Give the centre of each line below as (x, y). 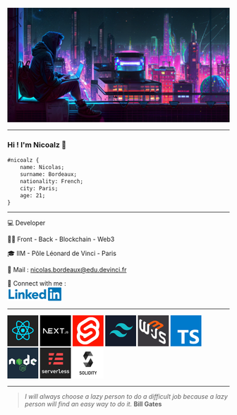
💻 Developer (26, 223)
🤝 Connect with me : (37, 284)
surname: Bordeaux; (49, 175)
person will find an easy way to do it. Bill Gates (93, 404)
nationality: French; (51, 182)
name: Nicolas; (42, 168)
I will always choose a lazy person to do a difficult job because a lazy (126, 397)
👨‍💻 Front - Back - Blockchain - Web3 (61, 239)
